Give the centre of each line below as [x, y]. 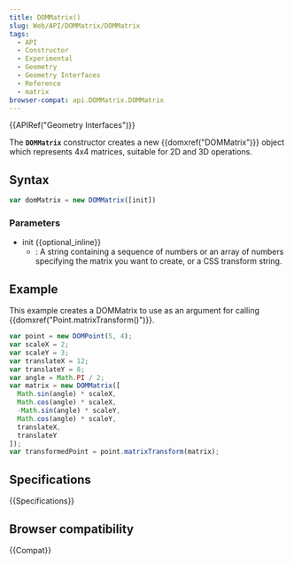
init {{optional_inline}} [62, 242]
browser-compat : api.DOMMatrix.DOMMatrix [87, 100]
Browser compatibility [72, 529]
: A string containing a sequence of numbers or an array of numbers [159, 252]
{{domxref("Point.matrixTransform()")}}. [82, 320]
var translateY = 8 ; [47, 369]
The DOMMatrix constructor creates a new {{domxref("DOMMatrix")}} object [147, 142]
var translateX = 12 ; [49, 361]
